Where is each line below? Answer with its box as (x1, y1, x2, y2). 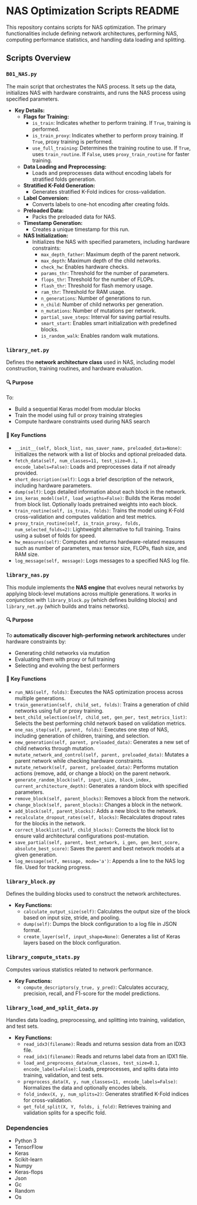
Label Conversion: (23, 194, 69, 201)
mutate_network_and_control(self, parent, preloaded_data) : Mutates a (14, 751, 189, 758)
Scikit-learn (14, 1156, 43, 1163)
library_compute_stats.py (6, 954, 80, 961)
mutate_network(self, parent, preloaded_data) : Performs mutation (14, 764, 179, 771)
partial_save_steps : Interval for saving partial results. (40, 313, 171, 320)
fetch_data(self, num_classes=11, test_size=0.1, (14, 458, 139, 464)
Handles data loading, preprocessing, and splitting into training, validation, (6, 1016, 186, 1023)
